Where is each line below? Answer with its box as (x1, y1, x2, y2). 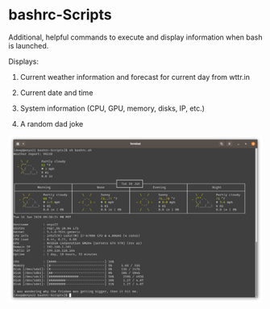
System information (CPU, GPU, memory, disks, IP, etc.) (19, 103, 206, 113)
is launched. (8, 40, 49, 50)
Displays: (8, 56, 39, 66)
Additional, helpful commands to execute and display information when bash (8, 32, 263, 42)
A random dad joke (19, 119, 84, 128)
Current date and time (19, 87, 93, 98)
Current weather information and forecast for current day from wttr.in (19, 72, 250, 81)
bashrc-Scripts (8, 6, 112, 24)
